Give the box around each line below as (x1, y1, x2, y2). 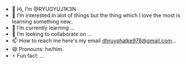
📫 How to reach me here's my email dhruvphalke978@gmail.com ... (11, 37, 177, 44)
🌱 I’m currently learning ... (11, 24, 75, 31)
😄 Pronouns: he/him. (11, 46, 64, 52)
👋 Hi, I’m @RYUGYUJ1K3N (11, 6, 76, 12)
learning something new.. (11, 18, 74, 25)
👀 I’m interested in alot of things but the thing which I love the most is (11, 12, 181, 19)
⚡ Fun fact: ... (11, 52, 44, 59)
